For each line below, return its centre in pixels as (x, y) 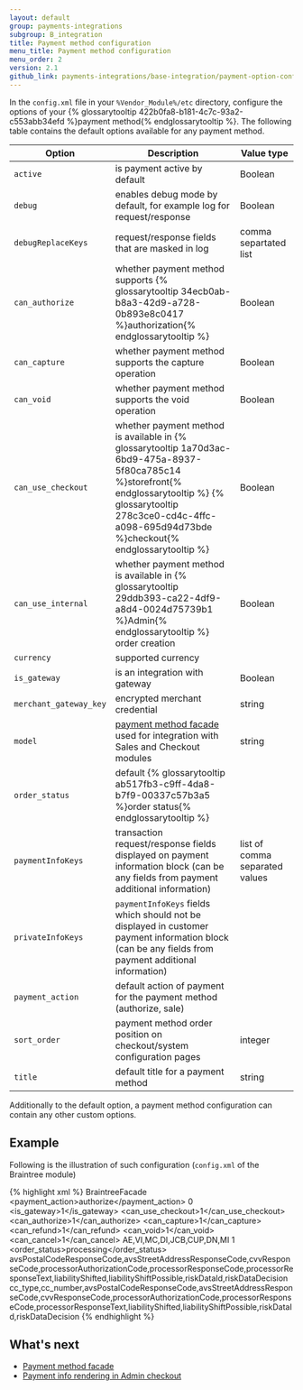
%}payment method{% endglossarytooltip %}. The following (179, 121)
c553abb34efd (37, 121)
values (254, 878)
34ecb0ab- (206, 291)
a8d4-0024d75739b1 (164, 609)
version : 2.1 (34, 69)
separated (262, 866)
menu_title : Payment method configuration (90, 51)
